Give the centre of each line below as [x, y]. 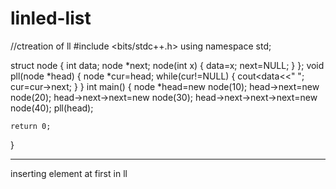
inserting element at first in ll [69, 173]
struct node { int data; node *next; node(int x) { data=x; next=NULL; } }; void [167, 65]
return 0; [31, 126]
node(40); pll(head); [52, 108]
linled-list [51, 18]
